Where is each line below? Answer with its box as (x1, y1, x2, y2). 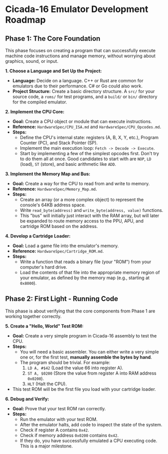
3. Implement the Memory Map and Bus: (5, 171, 90, 177)
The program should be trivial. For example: (20, 359, 110, 365)
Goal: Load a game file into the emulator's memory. (12, 243, 119, 249)
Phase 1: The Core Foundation (5, 34, 101, 43)
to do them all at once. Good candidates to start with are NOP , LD (20, 156, 151, 162)
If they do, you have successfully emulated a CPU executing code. (20, 437, 157, 443)
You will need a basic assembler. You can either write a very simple (20, 349, 159, 355)
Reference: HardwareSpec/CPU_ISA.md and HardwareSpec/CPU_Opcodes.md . (12, 124, 161, 130)
